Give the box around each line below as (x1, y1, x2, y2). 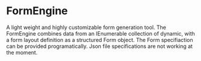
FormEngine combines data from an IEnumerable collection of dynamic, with (6, 30, 195, 37)
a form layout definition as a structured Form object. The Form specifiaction (6, 36, 193, 43)
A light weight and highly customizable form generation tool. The (6, 24, 166, 31)
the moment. (6, 49, 38, 56)
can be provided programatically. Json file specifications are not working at (6, 43, 193, 50)
